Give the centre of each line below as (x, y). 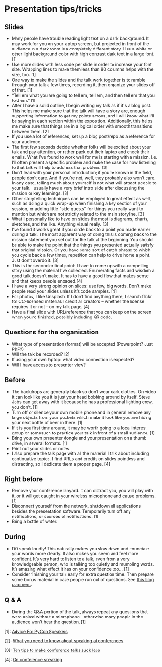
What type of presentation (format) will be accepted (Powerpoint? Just (82, 344)
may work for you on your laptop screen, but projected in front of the (80, 44)
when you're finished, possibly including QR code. (62, 317)
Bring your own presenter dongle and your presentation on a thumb (79, 438)
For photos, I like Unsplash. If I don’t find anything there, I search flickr (82, 296)
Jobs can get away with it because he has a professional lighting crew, (82, 402)
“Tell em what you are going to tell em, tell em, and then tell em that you (83, 95)
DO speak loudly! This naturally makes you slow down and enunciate (80, 549)
